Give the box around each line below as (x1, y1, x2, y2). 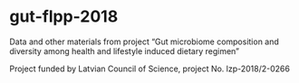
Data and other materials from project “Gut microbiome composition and (9, 36, 279, 47)
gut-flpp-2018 (9, 6, 119, 27)
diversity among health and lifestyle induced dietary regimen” (9, 45, 240, 56)
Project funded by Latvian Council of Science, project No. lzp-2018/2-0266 (9, 63, 290, 74)
